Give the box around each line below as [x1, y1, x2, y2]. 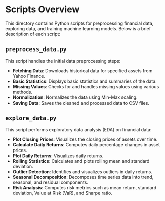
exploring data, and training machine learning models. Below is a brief [5, 25, 151, 31]
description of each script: [5, 31, 61, 37]
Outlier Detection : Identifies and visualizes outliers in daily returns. [12, 168, 153, 175]
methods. [12, 89, 33, 95]
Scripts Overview [5, 4, 80, 15]
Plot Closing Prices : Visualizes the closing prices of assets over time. [12, 136, 158, 142]
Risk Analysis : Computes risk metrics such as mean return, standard [12, 184, 157, 190]
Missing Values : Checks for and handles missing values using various [12, 83, 159, 89]
